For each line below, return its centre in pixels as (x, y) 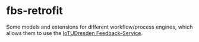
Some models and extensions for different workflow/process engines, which (99, 27)
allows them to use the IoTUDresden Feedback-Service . (75, 33)
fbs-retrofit (35, 11)
